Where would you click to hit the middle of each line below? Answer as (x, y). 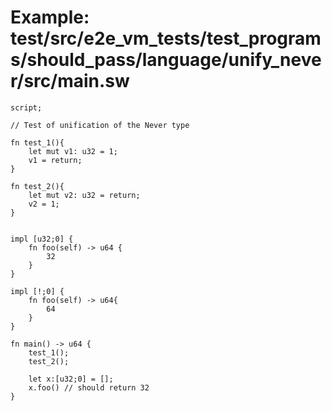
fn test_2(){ (37, 186)
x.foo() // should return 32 (89, 387)
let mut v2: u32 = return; (84, 195)
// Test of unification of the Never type (100, 125)
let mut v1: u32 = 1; (73, 151)
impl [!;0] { (37, 291)
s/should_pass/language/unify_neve (166, 60)
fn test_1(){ (37, 142)
